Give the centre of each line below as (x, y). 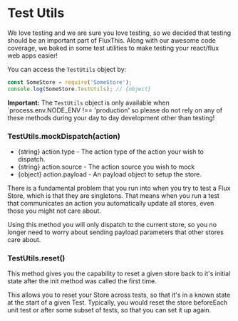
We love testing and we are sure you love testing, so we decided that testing (119, 33)
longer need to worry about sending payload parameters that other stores (116, 232)
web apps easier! (33, 56)
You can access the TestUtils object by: (67, 69)
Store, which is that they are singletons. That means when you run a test (113, 195)
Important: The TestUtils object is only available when (88, 102)
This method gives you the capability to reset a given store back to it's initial (119, 274)
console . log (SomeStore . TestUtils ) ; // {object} (79, 89)
